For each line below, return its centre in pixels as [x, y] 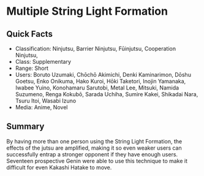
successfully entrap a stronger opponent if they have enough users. [92, 154]
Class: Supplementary [43, 62]
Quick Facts [30, 34]
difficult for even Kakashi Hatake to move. [59, 167]
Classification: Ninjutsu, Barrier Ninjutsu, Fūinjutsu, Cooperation [96, 48]
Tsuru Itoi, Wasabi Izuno [46, 101]
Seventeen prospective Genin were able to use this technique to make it [97, 161]
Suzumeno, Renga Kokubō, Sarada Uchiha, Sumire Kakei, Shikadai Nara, [107, 94]
